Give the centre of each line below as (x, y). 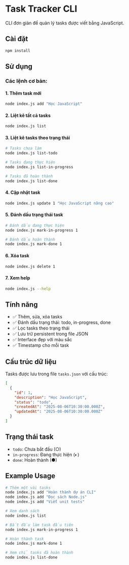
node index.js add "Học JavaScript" (44, 104)
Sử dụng (19, 67)
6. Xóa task (17, 255)
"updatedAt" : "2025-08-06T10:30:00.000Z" (58, 412)
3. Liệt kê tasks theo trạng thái (38, 137)
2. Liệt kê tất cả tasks (28, 115)
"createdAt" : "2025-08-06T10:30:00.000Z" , (60, 407)
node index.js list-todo (31, 153)
